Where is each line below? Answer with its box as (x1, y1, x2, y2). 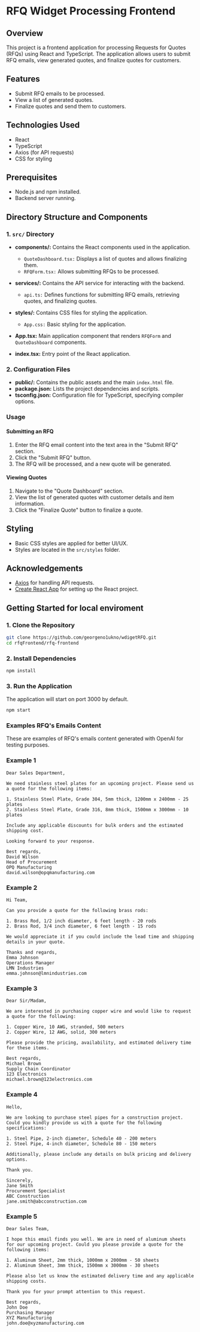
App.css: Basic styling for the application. (23, 321, 127, 328)
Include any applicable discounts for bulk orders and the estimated (6, 822, 184, 828)
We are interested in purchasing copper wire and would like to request (6, 1008, 192, 1014)
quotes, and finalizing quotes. (23, 298, 98, 305)
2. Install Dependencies (6, 654, 77, 663)
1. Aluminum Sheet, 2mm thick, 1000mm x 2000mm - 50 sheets (6, 1257, 160, 1263)
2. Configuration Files (6, 366, 71, 374)
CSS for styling (14, 155, 53, 162)
